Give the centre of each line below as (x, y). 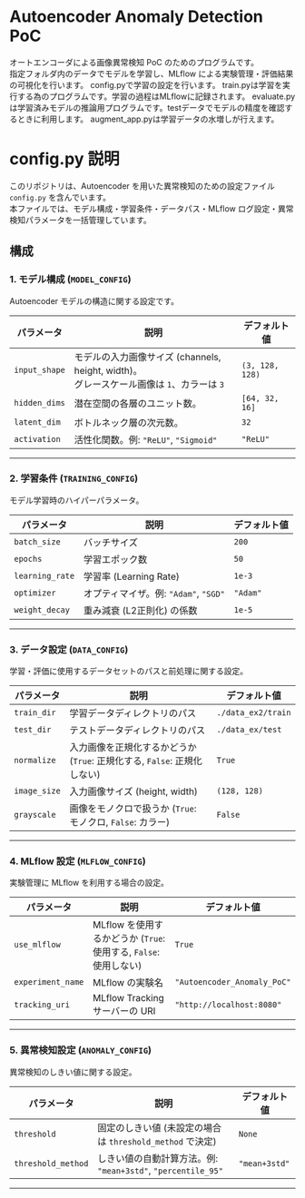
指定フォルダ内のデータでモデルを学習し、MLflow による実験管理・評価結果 (152, 74)
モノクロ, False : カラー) (120, 822)
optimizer (35, 593)
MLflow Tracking (128, 998)
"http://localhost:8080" (228, 1005)
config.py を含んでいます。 (60, 197)
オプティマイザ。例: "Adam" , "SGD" (154, 594)
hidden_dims (40, 403)
